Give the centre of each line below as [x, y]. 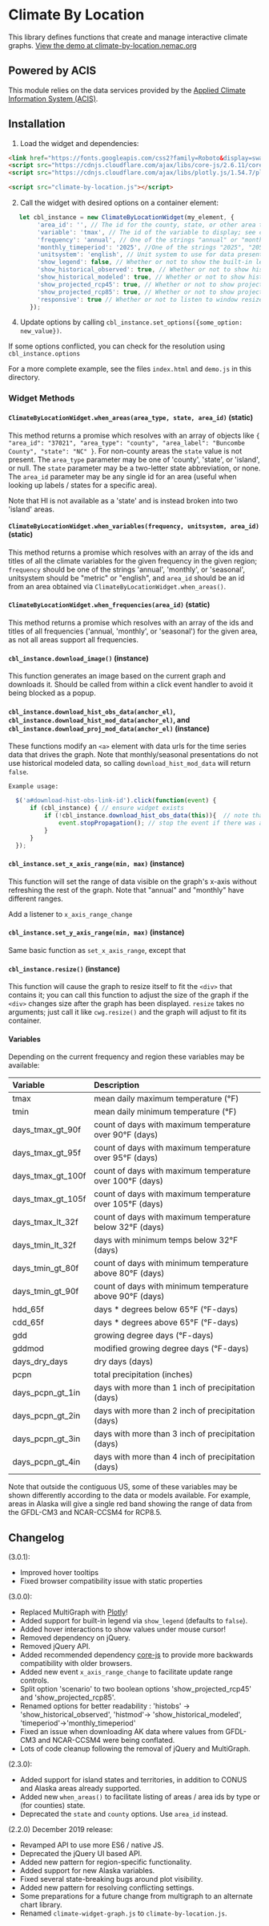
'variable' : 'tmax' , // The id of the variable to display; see [147, 232]
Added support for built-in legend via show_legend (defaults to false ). [134, 1621]
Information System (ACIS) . [53, 99]
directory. [24, 377]
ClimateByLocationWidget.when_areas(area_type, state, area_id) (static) [131, 417]
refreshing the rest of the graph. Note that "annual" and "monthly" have [126, 890]
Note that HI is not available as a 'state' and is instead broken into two [123, 500]
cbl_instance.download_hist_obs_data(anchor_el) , [92, 711]
